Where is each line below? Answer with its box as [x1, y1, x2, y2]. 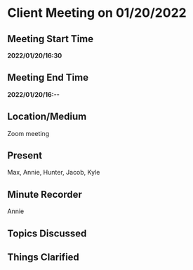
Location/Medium [7, 111, 87, 123]
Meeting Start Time [7, 33, 94, 45]
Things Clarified [7, 251, 79, 264]
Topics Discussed [7, 227, 87, 239]
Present [7, 149, 43, 162]
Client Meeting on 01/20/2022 [7, 5, 187, 21]
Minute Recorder [7, 188, 82, 201]
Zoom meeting [7, 129, 50, 137]
